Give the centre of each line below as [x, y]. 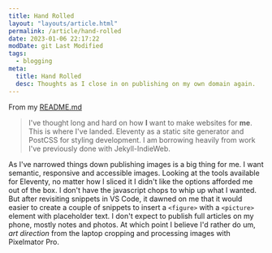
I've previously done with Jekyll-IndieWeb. [99, 148]
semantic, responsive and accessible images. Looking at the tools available [134, 173]
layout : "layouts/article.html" [63, 24]
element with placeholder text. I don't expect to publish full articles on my [131, 216]
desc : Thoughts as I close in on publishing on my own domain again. [136, 84]
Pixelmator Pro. [34, 242]
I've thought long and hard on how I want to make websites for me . [140, 122]
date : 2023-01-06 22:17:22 [54, 39]
